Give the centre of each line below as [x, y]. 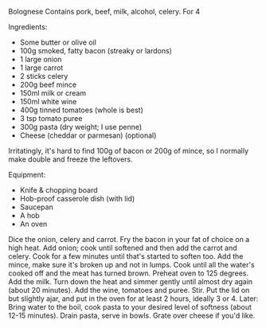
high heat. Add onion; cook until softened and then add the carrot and [123, 248]
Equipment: [27, 175]
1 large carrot [41, 68]
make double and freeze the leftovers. [70, 159]
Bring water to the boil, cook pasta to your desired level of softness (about [130, 307]
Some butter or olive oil [58, 42]
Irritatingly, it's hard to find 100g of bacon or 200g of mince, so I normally [129, 151]
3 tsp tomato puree [51, 118]
